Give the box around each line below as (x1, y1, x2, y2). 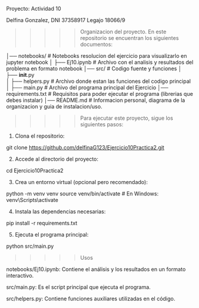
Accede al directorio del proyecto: (14, 155, 99, 163)
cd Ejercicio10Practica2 (6, 167, 64, 174)
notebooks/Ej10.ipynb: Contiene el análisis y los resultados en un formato (6, 266, 186, 273)
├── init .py (6, 71, 35, 78)
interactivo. (6, 272, 34, 279)
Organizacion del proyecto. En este (80, 28, 167, 35)
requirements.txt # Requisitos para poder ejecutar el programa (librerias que (6, 91, 194, 97)
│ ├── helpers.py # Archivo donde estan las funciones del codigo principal (6, 77, 191, 85)
